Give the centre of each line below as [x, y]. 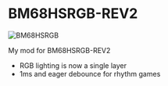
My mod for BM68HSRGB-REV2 [59, 50]
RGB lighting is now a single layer [73, 65]
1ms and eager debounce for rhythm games [90, 73]
